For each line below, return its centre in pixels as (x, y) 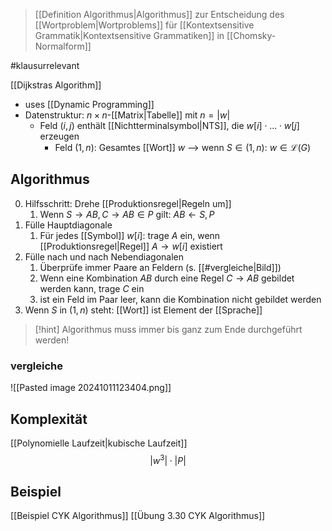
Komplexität (49, 419)
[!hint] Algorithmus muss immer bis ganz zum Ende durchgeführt (168, 329)
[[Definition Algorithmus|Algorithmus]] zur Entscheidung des (159, 14)
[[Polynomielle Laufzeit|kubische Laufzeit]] (99, 443)
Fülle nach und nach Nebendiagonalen (104, 256)
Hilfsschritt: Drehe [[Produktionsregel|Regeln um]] (128, 203)
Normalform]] (63, 46)
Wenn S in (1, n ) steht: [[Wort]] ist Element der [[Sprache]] (143, 310)
